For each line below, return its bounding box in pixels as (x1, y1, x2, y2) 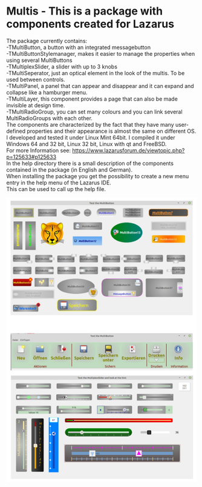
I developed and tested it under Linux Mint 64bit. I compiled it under (6, 133, 175, 141)
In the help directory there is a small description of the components (6, 160, 174, 167)
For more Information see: (6, 147, 71, 154)
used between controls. (6, 76, 65, 83)
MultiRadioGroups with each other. (6, 114, 93, 122)
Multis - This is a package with (6, 4, 163, 18)
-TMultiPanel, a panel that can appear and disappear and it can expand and (6, 82, 195, 89)
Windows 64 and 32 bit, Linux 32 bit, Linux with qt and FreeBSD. (6, 140, 167, 147)
